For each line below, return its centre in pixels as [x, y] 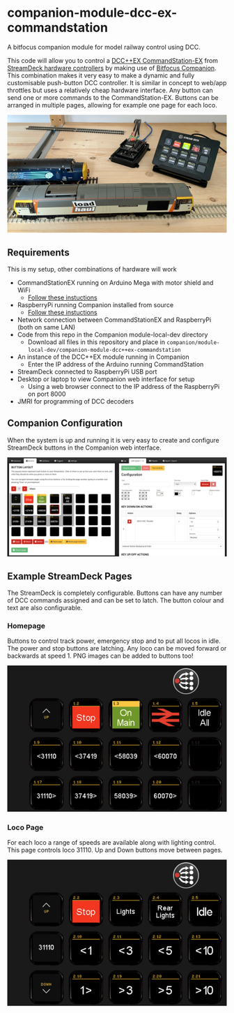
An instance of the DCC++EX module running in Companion [103, 357]
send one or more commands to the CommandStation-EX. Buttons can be [113, 97]
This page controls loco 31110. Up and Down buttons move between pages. [115, 850]
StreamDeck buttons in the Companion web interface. [84, 448]
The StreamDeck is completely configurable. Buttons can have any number [115, 593]
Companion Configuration [65, 423]
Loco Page [25, 827]
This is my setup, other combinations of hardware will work [92, 269]
